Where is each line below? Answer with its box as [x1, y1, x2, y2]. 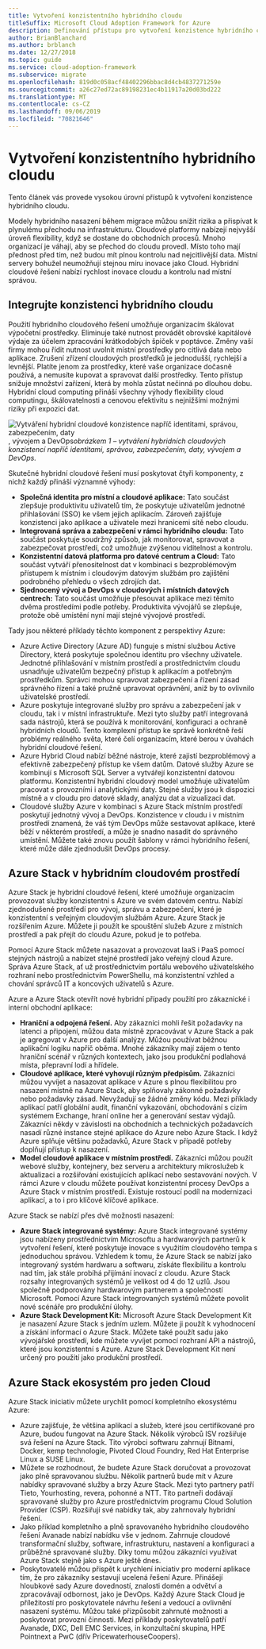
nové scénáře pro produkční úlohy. [19, 1302, 133, 1311]
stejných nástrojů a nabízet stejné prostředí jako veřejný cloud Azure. [8, 954, 234, 964]
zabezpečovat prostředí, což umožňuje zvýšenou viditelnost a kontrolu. [19, 543, 253, 552]
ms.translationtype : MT [8, 93, 87, 101]
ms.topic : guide [8, 56, 62, 64]
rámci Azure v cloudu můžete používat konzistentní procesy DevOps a [19, 1179, 249, 1188]
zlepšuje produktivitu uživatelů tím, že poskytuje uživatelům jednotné [19, 500, 245, 510]
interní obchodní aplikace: [8, 1002, 93, 1013]
